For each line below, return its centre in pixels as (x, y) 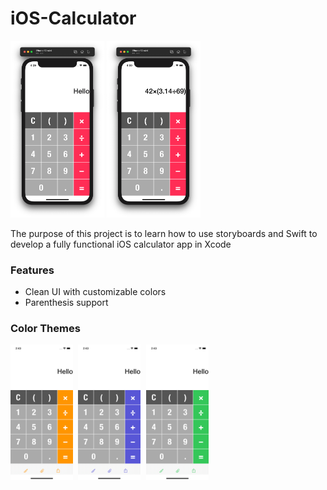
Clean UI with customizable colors (95, 292)
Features (32, 270)
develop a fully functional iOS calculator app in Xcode (121, 244)
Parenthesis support (66, 303)
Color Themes (45, 329)
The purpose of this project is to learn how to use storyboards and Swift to (164, 233)
